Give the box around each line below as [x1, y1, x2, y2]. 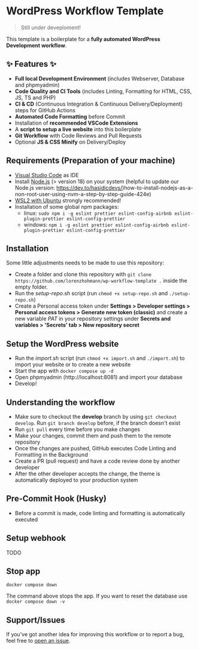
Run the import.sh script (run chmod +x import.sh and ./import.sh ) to [14, 355, 185, 362]
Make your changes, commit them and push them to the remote [14, 432, 172, 439]
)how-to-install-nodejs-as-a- [122, 184, 194, 191]
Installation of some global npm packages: [14, 203, 119, 210]
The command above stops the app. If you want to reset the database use [6, 592, 188, 600]
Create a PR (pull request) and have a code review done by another [14, 457, 181, 465]
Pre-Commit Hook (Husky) [6, 494, 107, 504]
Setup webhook [6, 533, 66, 543]
